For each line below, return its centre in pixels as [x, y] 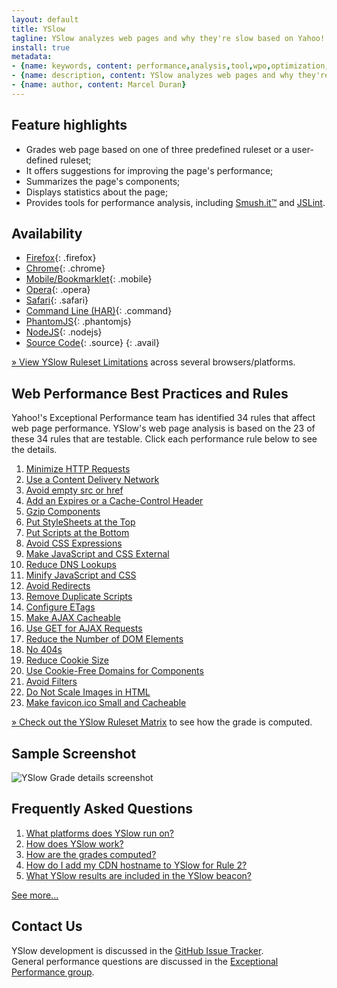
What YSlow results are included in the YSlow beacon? [138, 875]
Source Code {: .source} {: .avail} [92, 343]
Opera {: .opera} [58, 290]
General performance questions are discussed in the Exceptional [145, 961]
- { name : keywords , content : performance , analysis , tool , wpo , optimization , [170, 66]
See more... [35, 895]
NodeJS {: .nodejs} [64, 332]
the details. [34, 450]
